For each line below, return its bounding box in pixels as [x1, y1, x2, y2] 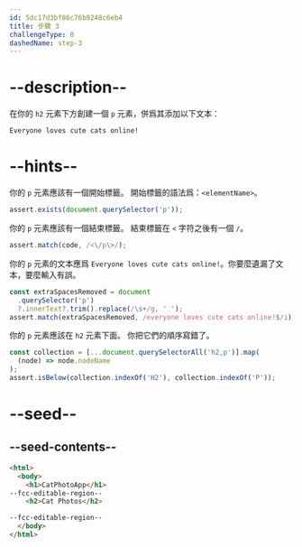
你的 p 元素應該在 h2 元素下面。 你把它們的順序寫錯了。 [9, 330, 215, 341]
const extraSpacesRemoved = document [9, 287, 151, 296]
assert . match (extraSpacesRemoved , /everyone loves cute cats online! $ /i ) [9, 312, 293, 321]
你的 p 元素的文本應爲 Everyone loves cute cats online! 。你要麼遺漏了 [9, 258, 277, 269]
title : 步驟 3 [9, 22, 60, 31]
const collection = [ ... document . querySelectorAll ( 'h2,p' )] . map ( [9, 348, 260, 357]
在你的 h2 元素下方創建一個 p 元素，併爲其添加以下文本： [9, 108, 221, 119]
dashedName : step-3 [9, 38, 83, 48]
